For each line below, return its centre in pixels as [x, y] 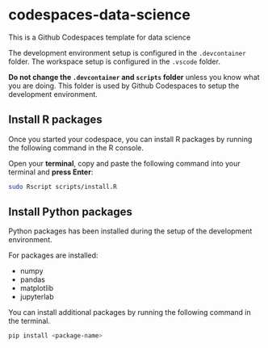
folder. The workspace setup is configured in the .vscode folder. [114, 61]
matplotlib [37, 288]
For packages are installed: [53, 255]
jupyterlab [37, 297]
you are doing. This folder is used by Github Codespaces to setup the [124, 86]
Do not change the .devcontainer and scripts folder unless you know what [134, 77]
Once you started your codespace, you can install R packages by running [130, 139]
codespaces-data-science [100, 15]
